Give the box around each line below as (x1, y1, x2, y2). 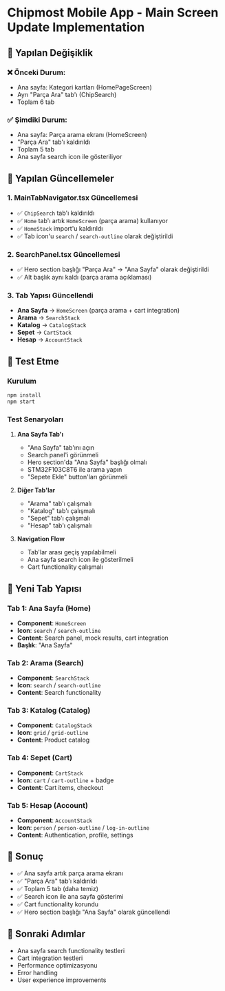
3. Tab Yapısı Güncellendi (7, 291, 94, 300)
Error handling (17, 968, 58, 977)
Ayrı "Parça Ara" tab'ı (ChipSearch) (17, 90, 117, 98)
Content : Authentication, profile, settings (17, 831, 133, 839)
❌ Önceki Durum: (7, 67, 66, 77)
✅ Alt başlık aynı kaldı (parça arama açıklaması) (17, 273, 152, 282)
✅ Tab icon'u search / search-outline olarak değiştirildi (17, 232, 173, 240)
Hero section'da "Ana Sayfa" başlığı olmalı (27, 458, 147, 466)
